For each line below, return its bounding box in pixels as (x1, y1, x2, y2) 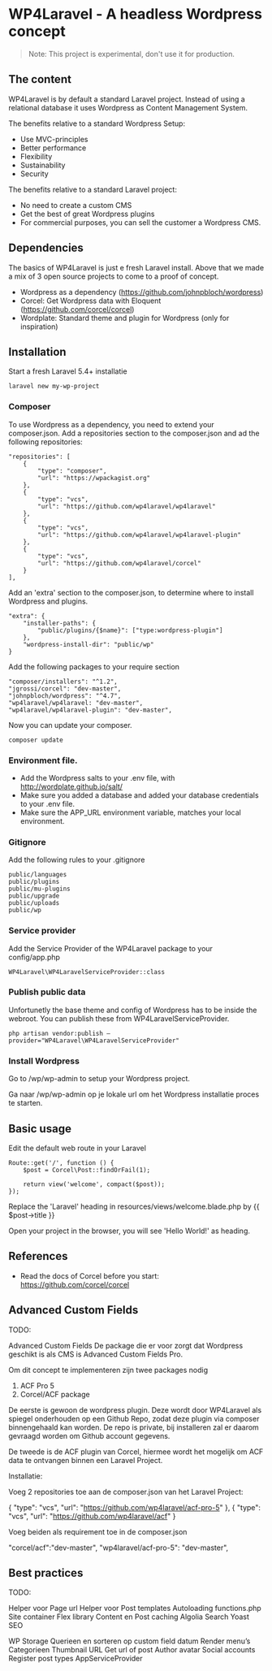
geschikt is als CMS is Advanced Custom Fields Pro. (8, 1349, 183, 1359)
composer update (8, 736, 63, 744)
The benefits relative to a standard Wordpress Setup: (8, 119, 185, 128)
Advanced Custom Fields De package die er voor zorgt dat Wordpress (8, 1340, 244, 1350)
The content (8, 72, 71, 86)
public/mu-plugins (8, 885, 71, 894)
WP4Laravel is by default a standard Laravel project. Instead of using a (8, 94, 245, 104)
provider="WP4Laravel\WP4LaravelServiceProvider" (8, 1037, 180, 1045)
